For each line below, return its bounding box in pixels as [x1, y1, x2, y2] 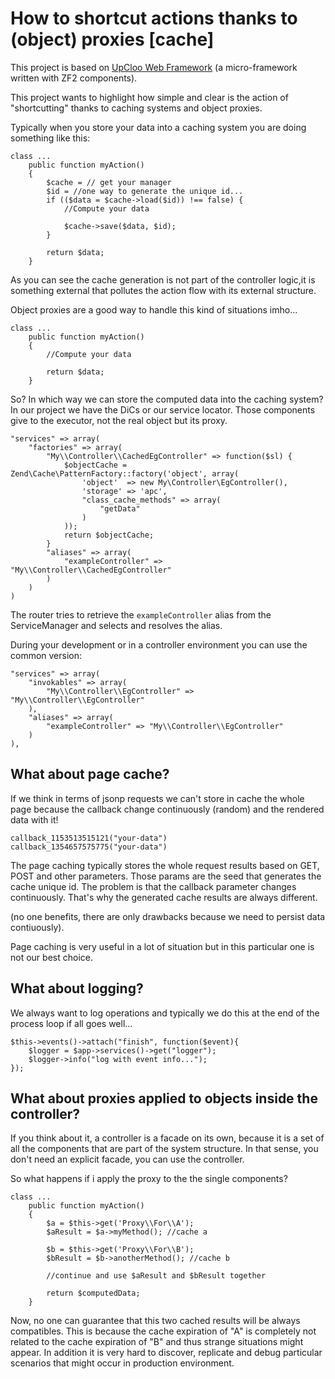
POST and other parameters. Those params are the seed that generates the [10, 870, 322, 882]
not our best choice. [10, 951, 93, 963]
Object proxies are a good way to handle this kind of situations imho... [10, 303, 298, 316]
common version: [10, 649, 83, 661]
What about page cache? [10, 766, 170, 783]
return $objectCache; [63, 530, 155, 540]
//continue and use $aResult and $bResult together [46, 1271, 267, 1281]
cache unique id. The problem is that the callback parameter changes [10, 880, 297, 892]
